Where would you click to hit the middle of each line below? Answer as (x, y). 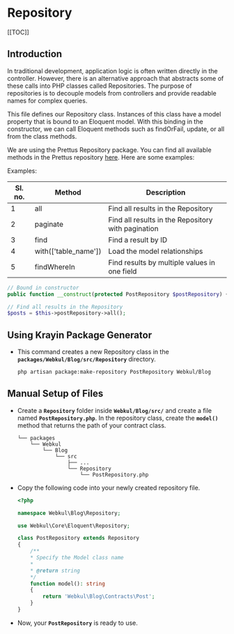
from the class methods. (42, 136)
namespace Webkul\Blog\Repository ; (69, 513)
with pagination (133, 228)
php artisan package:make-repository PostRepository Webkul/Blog (114, 372)
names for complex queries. (47, 100)
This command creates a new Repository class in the (93, 352)
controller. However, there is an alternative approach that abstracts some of (116, 78)
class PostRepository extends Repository (78, 538)
